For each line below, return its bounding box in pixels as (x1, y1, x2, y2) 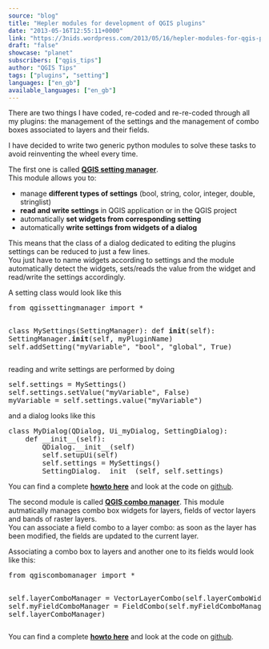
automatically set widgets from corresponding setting (19, 214, 202, 224)
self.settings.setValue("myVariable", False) (8, 388, 191, 397)
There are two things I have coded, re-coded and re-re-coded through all (8, 108, 251, 118)
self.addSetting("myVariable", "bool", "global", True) (8, 342, 232, 352)
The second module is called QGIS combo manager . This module (8, 498, 225, 507)
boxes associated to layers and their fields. (8, 125, 150, 135)
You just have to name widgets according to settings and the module (8, 256, 235, 265)
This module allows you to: (8, 173, 97, 183)
